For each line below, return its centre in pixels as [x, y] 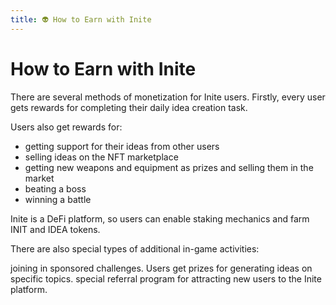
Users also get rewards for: [66, 127]
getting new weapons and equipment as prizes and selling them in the [169, 167]
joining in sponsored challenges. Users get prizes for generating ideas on [161, 268]
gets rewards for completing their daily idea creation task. [129, 107]
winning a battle [58, 199]
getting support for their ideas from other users [122, 146]
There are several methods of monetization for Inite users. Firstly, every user [168, 97]
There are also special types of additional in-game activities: [135, 248]
